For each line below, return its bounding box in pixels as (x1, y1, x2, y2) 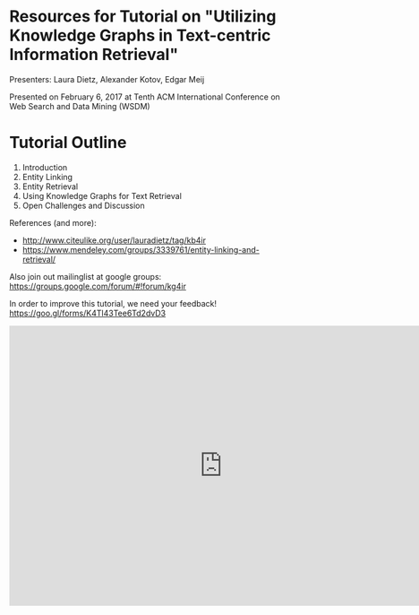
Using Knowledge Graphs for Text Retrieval (21, 190, 182, 201)
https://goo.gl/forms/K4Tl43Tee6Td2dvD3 (9, 307, 167, 318)
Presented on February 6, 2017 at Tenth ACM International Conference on (9, 91, 280, 102)
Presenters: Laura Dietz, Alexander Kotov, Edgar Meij (9, 74, 205, 84)
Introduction (21, 161, 68, 172)
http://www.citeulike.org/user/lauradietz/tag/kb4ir (21, 235, 206, 246)
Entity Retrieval (21, 181, 79, 192)
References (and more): (9, 217, 97, 228)
